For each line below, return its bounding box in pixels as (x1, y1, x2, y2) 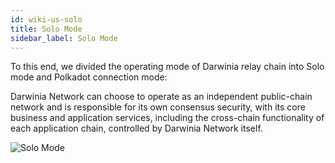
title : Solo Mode (10, 24, 83, 34)
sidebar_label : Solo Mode (10, 33, 118, 43)
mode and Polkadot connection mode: (10, 71, 168, 83)
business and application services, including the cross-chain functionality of (10, 112, 325, 124)
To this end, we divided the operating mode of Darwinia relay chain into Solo (10, 61, 325, 73)
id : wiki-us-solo (10, 14, 83, 25)
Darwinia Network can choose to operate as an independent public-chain (10, 91, 313, 103)
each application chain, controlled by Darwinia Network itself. (10, 122, 263, 135)
